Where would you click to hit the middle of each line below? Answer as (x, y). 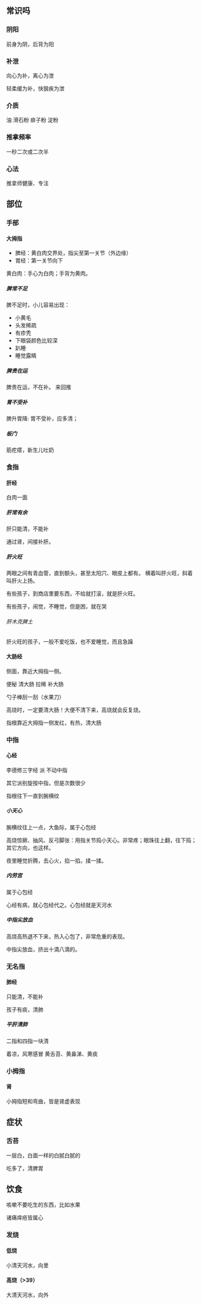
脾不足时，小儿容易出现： (38, 305)
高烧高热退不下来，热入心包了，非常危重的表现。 (67, 936)
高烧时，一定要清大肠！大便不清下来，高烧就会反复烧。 (75, 710)
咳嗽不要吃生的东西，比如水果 (43, 1205)
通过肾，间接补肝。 (30, 542)
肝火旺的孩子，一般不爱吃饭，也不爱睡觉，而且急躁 (70, 641)
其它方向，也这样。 (30, 848)
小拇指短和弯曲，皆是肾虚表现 (43, 1101)
